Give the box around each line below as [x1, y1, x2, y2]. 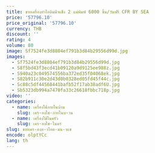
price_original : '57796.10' [6, 20, 77, 26]
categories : [6, 98, 36, 104]
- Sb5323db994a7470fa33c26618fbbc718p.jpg [11, 87, 120, 93]
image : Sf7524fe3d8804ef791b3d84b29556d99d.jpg [6, 48, 128, 54]
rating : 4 [6, 37, 31, 43]
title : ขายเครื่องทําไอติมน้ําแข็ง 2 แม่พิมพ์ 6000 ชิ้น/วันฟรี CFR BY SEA [6, 8, 149, 15]
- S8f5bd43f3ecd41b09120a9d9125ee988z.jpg [11, 64, 120, 71]
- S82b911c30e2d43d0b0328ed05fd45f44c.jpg [11, 76, 120, 82]
